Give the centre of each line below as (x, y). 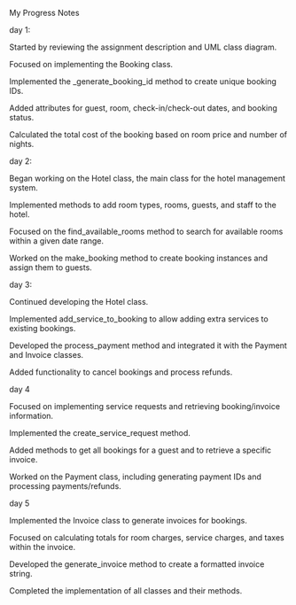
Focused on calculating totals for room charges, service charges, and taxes (147, 538)
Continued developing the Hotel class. (79, 302)
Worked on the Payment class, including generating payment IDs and (135, 477)
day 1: (20, 30)
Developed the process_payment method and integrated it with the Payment (148, 345)
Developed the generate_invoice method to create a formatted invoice (137, 564)
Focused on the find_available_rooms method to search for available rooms (146, 231)
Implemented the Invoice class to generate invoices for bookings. (129, 520)
